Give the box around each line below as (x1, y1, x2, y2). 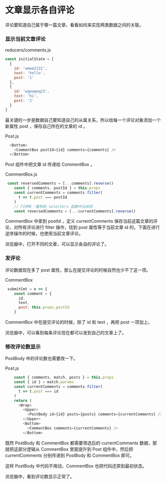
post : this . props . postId (18, 305, 70, 310)
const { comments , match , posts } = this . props (14, 375, 114, 380)
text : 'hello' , (14, 70, 45, 75)
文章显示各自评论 (5, 4, 75, 16)
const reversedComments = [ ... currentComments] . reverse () (14, 209, 136, 214)
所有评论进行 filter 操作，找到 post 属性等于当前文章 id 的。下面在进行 (18, 224, 160, 231)
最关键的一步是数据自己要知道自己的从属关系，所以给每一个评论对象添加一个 (5, 117, 161, 123)
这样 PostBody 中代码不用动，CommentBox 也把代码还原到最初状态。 (5, 463, 147, 469)
